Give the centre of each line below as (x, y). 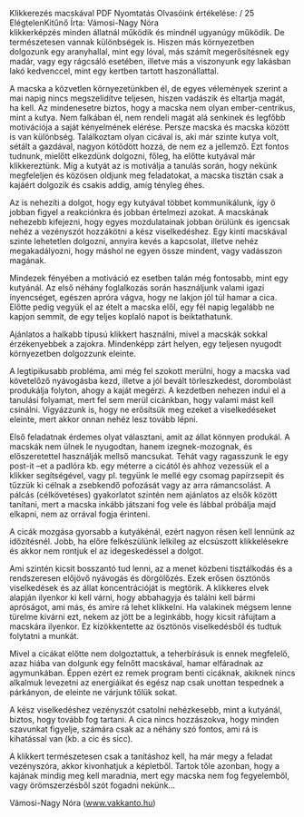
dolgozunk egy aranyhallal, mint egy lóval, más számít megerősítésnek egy (149, 52)
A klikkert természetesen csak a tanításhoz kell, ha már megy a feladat (141, 756)
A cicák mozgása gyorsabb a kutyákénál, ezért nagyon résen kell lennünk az (152, 532)
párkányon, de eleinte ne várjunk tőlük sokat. (93, 692)
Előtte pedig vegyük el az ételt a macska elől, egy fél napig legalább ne (142, 307)
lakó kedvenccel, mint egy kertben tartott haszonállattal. (114, 71)
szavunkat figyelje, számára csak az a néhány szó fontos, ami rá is (134, 729)
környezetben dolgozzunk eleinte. (73, 354)
